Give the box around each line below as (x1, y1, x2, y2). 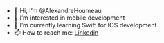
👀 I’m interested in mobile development (13, 14, 125, 22)
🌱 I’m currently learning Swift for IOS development (13, 21, 157, 29)
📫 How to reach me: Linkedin (13, 29, 99, 37)
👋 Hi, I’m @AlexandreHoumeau (13, 7, 102, 14)
